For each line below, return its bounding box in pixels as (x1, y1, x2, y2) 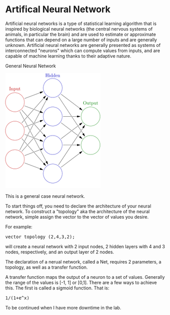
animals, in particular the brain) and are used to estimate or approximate (5, 31, 156, 37)
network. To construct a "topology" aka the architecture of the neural (5, 208, 150, 215)
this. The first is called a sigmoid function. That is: (5, 284, 110, 291)
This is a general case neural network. (5, 193, 85, 199)
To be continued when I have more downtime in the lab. (5, 304, 122, 310)
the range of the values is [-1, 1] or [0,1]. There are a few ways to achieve (5, 279, 157, 285)
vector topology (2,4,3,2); (5, 233, 75, 240)
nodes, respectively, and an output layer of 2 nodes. (5, 249, 114, 255)
